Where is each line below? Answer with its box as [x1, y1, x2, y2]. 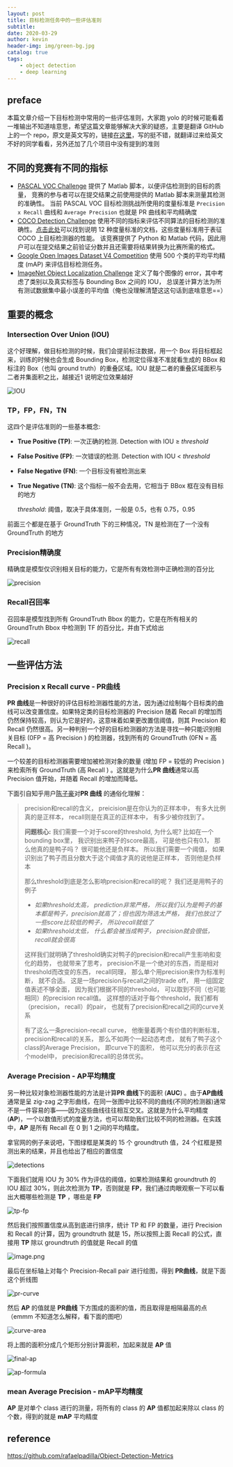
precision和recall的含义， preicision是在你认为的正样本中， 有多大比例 [24, 804, 226, 813]
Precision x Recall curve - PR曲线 [7, 682, 120, 691]
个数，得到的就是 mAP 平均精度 [7, 1412, 99, 1420]
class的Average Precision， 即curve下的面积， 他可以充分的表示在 [24, 1044, 215, 1052]
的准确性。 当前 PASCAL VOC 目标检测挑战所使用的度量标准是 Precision [17, 199, 225, 207]
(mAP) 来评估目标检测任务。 [25, 260, 106, 269]
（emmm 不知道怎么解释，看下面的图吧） [7, 1312, 127, 1320]
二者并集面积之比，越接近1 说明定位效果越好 [7, 372, 134, 381]
